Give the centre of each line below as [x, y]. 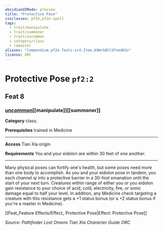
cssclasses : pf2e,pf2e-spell [34, 18]
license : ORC [18, 55]
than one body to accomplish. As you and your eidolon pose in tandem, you [81, 173]
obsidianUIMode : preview [30, 9]
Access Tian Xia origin [28, 144]
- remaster [20, 46]
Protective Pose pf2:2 [49, 79]
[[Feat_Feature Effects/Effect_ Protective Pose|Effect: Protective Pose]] [76, 213]
